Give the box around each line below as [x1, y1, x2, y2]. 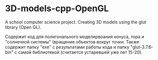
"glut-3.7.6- [130, 44, 154, 50]
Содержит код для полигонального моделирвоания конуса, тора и [5, 34, 144, 40]
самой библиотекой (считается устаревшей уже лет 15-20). [18, 49, 143, 55]
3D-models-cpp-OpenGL [5, 3, 109, 14]
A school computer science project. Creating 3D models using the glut [5, 19, 146, 25]
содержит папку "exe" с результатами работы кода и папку [5, 44, 130, 50]
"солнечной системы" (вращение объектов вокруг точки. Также [5, 39, 139, 44]
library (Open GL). [5, 24, 41, 30]
